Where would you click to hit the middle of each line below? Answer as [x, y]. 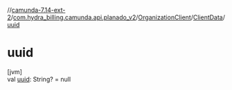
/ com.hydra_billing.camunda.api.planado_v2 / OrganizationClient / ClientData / [118, 17]
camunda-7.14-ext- [38, 10]
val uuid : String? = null [39, 79]
